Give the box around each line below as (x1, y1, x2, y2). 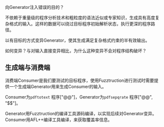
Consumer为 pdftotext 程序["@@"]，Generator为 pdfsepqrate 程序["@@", (5, 94, 153, 100)
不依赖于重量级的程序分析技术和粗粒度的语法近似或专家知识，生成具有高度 (5, 15, 155, 21)
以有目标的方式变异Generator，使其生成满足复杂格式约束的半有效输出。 (5, 37, 150, 43)
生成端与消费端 (5, 63, 50, 72)
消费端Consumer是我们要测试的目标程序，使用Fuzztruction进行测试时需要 (5, 77, 154, 83)
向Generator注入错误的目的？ (5, 4, 65, 10)
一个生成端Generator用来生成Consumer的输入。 (9, 83, 107, 89)
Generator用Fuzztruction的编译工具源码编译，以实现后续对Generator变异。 (5, 110, 157, 116)
